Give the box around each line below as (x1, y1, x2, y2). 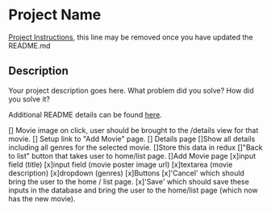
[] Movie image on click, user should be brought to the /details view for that (8, 125, 259, 134)
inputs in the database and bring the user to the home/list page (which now (8, 185, 258, 195)
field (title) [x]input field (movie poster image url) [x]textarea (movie (8, 159, 233, 169)
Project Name (8, 6, 102, 24)
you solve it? (8, 94, 51, 104)
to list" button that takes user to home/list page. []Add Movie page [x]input (8, 151, 256, 160)
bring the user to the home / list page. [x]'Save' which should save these (8, 176, 250, 186)
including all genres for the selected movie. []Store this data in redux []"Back (8, 143, 263, 152)
